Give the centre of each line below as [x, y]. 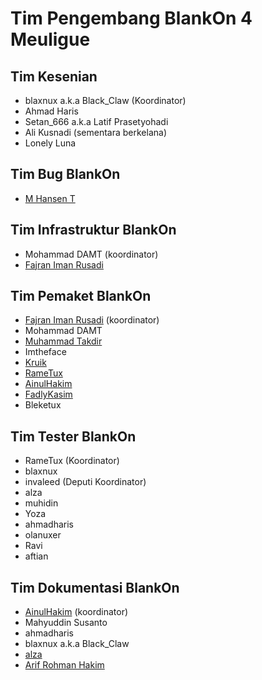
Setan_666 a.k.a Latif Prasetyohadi [96, 121]
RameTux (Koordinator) [72, 461]
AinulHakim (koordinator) [76, 612]
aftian [36, 556]
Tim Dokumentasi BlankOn [95, 587]
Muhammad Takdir [63, 341]
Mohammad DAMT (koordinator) [91, 254]
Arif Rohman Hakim [64, 665]
